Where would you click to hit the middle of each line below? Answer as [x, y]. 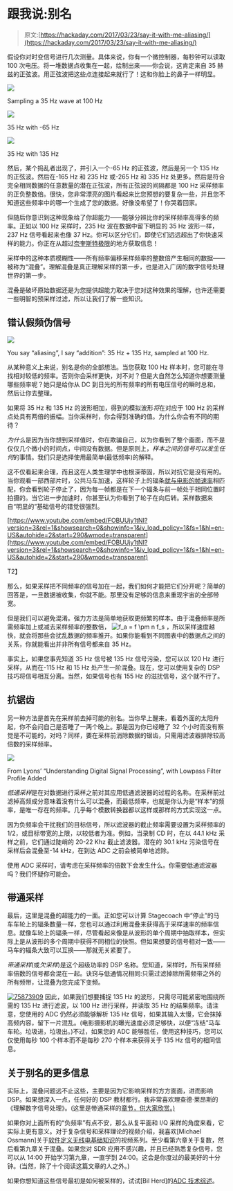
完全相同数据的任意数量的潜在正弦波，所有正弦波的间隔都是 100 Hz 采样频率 [116, 185]
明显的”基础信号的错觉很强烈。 [60, 506]
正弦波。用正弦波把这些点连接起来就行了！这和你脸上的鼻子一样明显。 [119, 74]
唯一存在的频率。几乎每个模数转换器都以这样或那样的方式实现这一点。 [125, 809]
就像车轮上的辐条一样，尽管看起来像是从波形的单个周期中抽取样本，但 [119, 933]
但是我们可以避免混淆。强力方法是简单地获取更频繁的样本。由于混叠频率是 [113, 618]
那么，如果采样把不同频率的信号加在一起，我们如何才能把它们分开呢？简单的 [116, 586]
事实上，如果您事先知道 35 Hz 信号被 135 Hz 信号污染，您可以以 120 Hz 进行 [116, 659]
